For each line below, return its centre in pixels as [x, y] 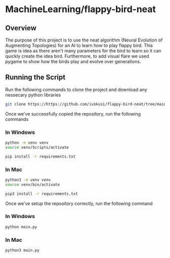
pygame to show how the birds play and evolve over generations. [73, 61]
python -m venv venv [27, 142]
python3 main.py [22, 250]
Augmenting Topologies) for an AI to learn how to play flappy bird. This [79, 45]
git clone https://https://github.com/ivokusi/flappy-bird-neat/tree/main [86, 104]
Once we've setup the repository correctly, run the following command [79, 203]
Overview [21, 28]
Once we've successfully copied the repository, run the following [73, 114]
